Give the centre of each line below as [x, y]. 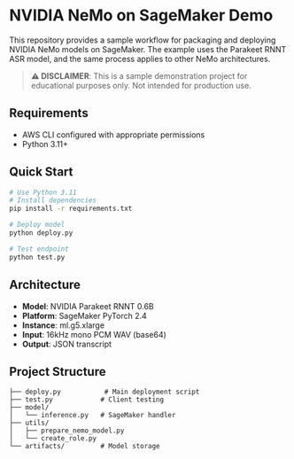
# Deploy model [37, 225]
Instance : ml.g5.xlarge [63, 325]
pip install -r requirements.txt [71, 209]
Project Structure [58, 372]
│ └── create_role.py [53, 439]
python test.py [37, 257]
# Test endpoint [39, 249]
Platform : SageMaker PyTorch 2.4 [85, 315]
